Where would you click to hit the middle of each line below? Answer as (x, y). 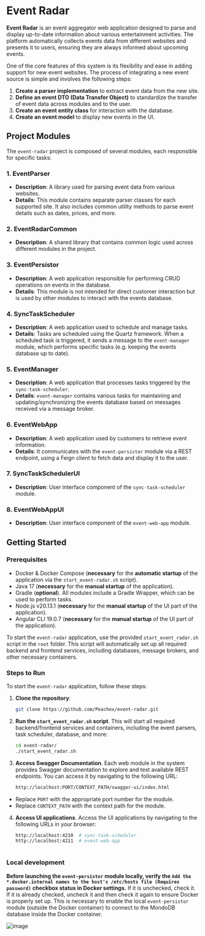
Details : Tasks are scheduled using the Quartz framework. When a (99, 333)
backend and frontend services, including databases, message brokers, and (102, 650)
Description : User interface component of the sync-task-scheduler (100, 487)
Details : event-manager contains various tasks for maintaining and (98, 396)
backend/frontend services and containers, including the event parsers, (106, 728)
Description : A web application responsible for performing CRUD (98, 278)
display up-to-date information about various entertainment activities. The (100, 34)
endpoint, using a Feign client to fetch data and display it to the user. (102, 458)
